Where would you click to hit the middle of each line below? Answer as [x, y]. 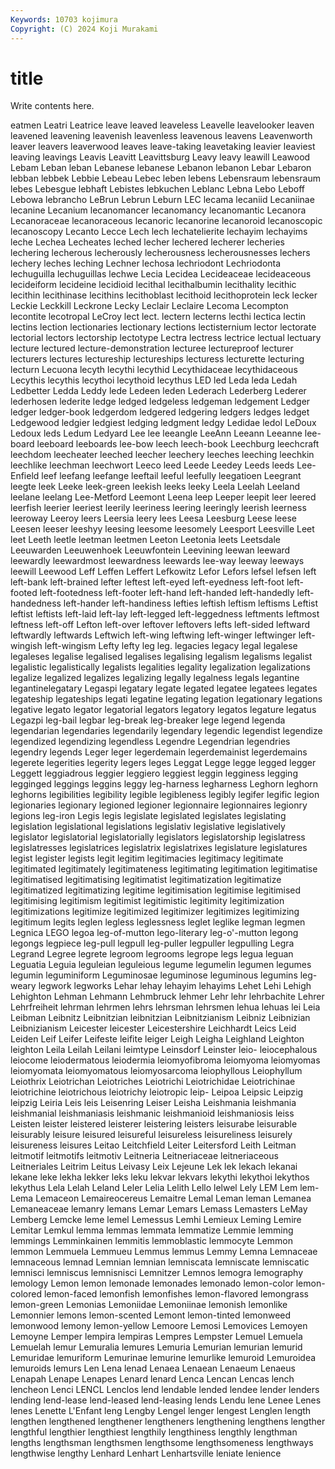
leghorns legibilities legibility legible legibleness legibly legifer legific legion [165, 795]
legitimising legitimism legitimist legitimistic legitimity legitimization [147, 901]
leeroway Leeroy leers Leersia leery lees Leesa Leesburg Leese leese [153, 518]
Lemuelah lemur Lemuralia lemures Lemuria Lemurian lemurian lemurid [156, 1347]
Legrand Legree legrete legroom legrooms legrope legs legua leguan [152, 954]
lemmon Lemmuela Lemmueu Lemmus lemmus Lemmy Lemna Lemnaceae [164, 1252]
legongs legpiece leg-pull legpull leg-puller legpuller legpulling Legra [152, 943]
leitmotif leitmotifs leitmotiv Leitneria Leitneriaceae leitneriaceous [144, 1156]
